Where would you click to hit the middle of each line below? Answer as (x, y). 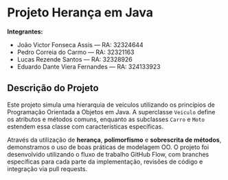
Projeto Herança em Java (80, 13)
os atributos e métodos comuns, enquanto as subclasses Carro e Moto (106, 119)
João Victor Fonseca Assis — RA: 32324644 (80, 44)
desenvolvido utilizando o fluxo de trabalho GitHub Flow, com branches (108, 154)
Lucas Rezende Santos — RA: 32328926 (75, 59)
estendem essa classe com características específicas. (85, 126)
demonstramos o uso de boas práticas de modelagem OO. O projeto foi (108, 147)
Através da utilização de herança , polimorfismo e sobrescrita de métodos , (114, 140)
